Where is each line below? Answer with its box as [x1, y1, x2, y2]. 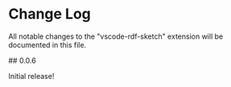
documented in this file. [8, 39, 87, 49]
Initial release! [8, 71, 55, 81]
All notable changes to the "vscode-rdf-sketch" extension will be [8, 31, 224, 41]
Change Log [8, 5, 91, 23]
